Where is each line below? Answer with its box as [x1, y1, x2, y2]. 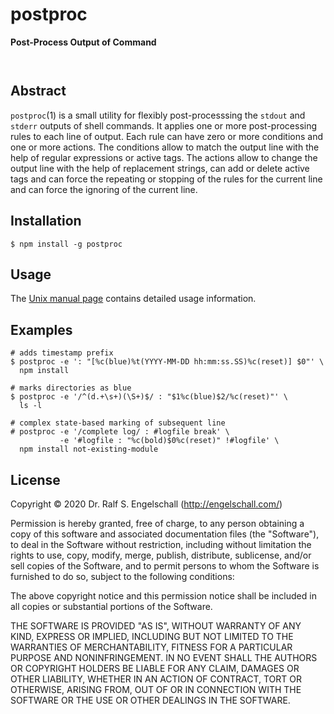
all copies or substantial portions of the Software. [10, 601, 213, 612]
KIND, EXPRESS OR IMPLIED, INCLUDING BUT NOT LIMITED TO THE [10, 631, 294, 642]
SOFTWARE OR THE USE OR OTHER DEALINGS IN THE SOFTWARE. [10, 694, 291, 706]
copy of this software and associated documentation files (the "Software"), [10, 528, 320, 540]
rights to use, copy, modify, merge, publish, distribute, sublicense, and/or [10, 549, 312, 561]
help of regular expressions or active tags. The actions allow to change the [10, 151, 318, 163]
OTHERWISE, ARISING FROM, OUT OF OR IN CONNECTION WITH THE [10, 684, 302, 695]
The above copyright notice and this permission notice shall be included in [10, 590, 317, 602]
